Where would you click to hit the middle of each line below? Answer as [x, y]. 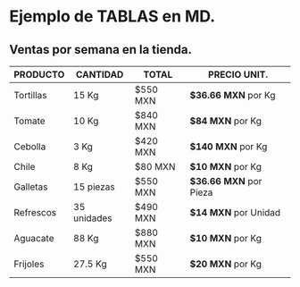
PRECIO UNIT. [238, 75]
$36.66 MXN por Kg [233, 95]
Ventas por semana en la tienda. [101, 50]
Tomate [30, 121]
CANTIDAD [100, 75]
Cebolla [30, 147]
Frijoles [29, 264]
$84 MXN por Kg [225, 121]
